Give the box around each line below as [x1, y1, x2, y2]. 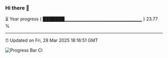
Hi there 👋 [5, 4, 30, 11]
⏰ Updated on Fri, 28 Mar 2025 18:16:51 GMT [5, 37, 98, 44]
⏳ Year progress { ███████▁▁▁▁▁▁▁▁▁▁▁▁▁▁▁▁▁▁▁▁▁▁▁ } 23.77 [5, 16, 158, 22]
